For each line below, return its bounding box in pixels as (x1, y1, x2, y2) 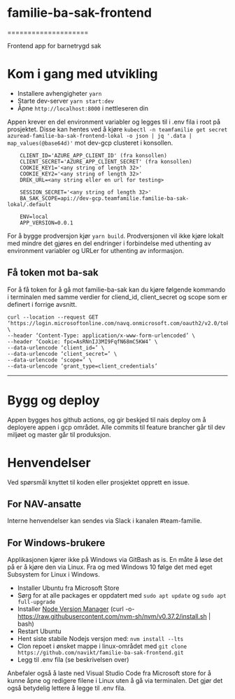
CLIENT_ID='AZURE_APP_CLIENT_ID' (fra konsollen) (20, 152, 168, 159)
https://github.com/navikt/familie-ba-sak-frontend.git (17, 649, 184, 656)
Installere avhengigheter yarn (17, 89, 102, 97)
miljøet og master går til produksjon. (7, 430, 111, 438)
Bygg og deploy (7, 392, 100, 408)
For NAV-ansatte (7, 498, 82, 510)
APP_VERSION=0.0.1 (20, 219, 73, 226)
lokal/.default (7, 201, 52, 208)
